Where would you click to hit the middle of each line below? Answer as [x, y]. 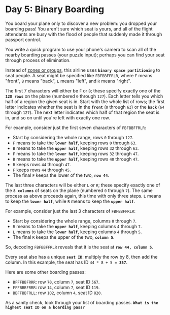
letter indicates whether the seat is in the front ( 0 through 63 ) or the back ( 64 [85, 107]
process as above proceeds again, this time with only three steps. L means [83, 196]
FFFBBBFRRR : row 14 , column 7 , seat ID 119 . [56, 287]
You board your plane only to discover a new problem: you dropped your [81, 23]
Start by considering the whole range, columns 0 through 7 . [75, 221]
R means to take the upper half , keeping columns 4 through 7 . [77, 226]
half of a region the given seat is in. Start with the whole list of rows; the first [85, 101]
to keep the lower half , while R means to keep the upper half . [70, 201]
